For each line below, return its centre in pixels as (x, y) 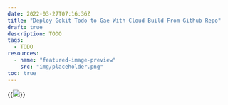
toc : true (22, 73)
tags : (15, 40)
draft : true (25, 27)
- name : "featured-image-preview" (65, 60)
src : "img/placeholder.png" (62, 67)
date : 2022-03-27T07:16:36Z (49, 14)
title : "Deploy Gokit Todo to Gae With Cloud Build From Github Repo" (114, 21)
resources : (24, 54)
